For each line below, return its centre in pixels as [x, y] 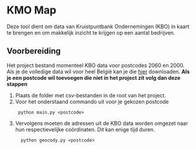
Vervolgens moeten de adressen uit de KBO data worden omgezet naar [102, 123]
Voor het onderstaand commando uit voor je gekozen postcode [92, 101]
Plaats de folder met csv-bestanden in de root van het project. [91, 95]
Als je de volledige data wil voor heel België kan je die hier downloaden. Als [98, 72]
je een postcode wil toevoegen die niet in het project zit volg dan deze [94, 77]
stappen [17, 84]
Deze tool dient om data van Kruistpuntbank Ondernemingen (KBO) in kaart [98, 26]
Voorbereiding [34, 51]
